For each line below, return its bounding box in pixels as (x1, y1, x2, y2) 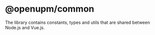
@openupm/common (5, 3, 95, 15)
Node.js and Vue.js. (5, 24, 45, 30)
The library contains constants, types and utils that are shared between (5, 19, 151, 25)
